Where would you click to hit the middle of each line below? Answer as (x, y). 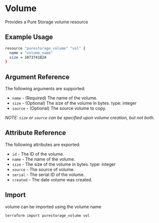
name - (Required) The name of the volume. (55, 98)
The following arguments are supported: (45, 89)
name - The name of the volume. (44, 159)
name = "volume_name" (31, 53)
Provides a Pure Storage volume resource (47, 22)
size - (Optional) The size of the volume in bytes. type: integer (74, 103)
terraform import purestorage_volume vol (48, 215)
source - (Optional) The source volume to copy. (59, 108)
